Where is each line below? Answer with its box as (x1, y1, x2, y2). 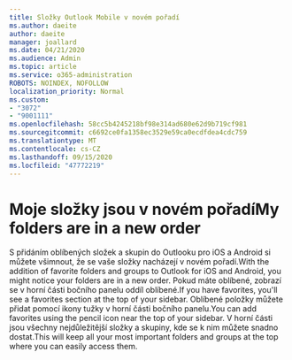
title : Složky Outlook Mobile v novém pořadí (9, 12, 180, 22)
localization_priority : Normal (9, 87, 125, 96)
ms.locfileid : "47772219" (9, 161, 104, 170)
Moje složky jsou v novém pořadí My (9, 199, 280, 219)
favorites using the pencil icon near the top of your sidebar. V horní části (9, 313, 273, 324)
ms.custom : (9, 95, 50, 104)
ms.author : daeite (9, 21, 77, 30)
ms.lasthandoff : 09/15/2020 (9, 152, 113, 162)
